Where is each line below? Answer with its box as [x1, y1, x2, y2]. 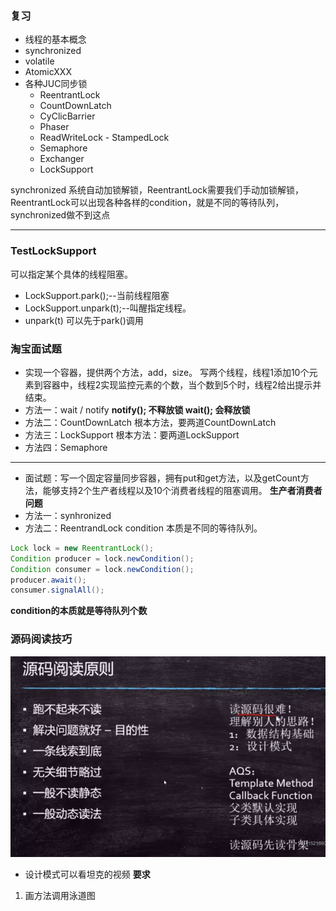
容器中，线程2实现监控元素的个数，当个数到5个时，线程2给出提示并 [42, 378, 322, 391]
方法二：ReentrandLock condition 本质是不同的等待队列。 [24, 522, 263, 534]
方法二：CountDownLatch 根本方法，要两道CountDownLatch [24, 416, 277, 428]
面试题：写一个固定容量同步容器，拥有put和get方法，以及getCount [24, 472, 301, 484]
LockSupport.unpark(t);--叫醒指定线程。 [24, 302, 192, 314]
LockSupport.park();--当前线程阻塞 [24, 289, 170, 301]
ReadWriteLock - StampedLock [39, 132, 170, 144]
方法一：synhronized [24, 509, 112, 521]
